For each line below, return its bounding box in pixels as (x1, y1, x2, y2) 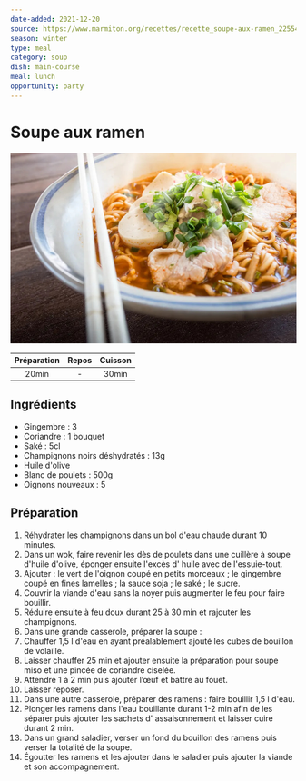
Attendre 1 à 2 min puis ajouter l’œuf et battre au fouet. (23, 674, 228, 685)
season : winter (10, 34, 68, 43)
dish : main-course (10, 63, 80, 72)
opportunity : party (10, 82, 84, 91)
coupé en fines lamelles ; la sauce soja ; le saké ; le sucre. (23, 578, 241, 588)
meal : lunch (10, 73, 55, 82)
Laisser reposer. (23, 684, 84, 695)
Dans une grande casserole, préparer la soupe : (23, 626, 202, 637)
